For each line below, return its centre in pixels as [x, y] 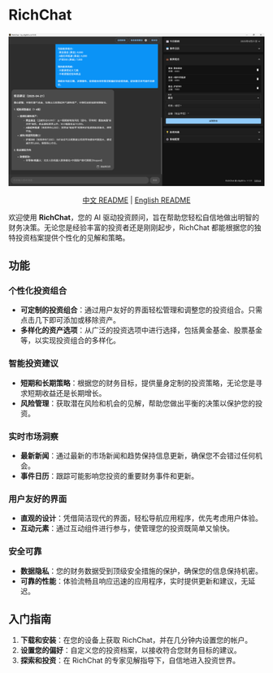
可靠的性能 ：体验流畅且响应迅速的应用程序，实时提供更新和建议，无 [134, 581]
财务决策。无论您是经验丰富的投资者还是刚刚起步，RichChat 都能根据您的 [131, 227]
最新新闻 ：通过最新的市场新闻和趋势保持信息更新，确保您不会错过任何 [138, 455]
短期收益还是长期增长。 [67, 393]
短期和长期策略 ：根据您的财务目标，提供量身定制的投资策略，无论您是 [138, 383]
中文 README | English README [136, 200]
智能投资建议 [34, 363]
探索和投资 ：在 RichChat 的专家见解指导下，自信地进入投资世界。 [130, 661]
